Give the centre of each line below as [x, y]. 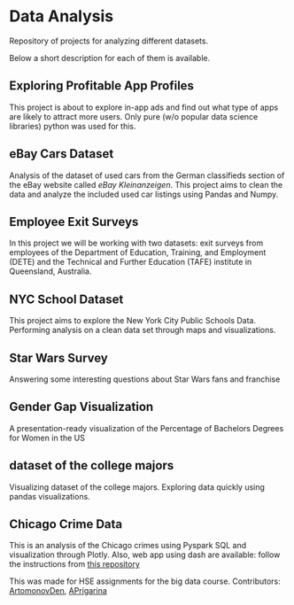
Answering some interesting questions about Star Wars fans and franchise [145, 379]
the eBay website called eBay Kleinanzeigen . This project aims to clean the [146, 184]
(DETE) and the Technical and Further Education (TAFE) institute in [131, 262]
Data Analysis [62, 16]
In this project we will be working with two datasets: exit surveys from [136, 243]
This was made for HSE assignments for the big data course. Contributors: [145, 581]
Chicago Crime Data [66, 524]
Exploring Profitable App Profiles [102, 86]
